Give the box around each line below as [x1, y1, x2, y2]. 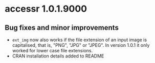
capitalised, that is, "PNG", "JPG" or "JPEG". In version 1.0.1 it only [12, 42, 150, 48]
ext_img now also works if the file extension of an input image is [12, 37, 147, 43]
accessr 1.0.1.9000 [5, 3, 87, 15]
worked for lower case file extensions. [12, 48, 93, 53]
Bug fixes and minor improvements [5, 23, 119, 32]
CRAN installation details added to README [12, 53, 104, 59]
